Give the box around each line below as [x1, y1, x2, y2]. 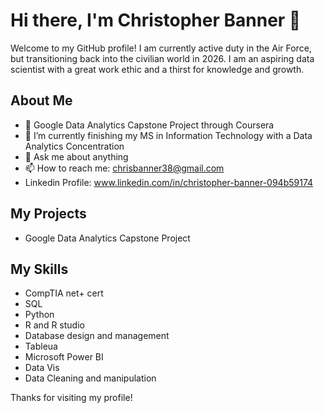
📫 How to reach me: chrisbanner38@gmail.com [24, 162, 225, 174]
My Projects [10, 205, 87, 223]
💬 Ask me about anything [24, 150, 129, 163]
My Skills [10, 260, 69, 278]
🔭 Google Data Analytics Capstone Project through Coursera [24, 119, 275, 131]
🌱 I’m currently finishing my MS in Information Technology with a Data [24, 129, 313, 141]
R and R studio [24, 319, 85, 331]
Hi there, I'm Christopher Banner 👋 [10, 9, 302, 32]
